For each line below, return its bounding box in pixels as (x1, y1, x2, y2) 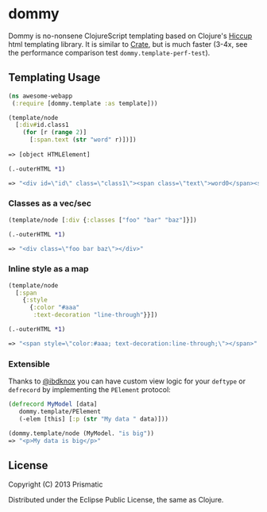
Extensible (8, 358, 50, 369)
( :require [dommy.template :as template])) (11, 99, 158, 107)
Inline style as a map (8, 264, 89, 275)
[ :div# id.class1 (15, 121, 69, 129)
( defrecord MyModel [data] (8, 400, 98, 409)
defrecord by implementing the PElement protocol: (8, 385, 171, 395)
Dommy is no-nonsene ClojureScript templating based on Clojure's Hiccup (8, 31, 253, 40)
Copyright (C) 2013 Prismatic (8, 479, 103, 489)
